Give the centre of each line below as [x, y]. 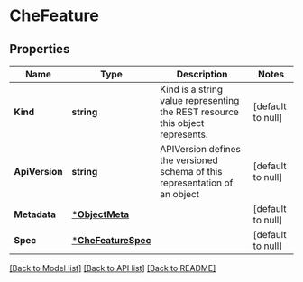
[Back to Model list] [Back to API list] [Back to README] [113, 268]
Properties [40, 49]
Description [202, 74]
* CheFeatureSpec [111, 240]
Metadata [35, 214]
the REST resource [199, 112]
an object [180, 194]
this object [182, 123]
